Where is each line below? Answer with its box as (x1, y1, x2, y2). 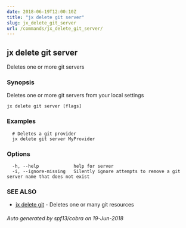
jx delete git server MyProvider (12, 135, 95, 142)
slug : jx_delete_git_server (7, 20, 77, 26)
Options (7, 150, 30, 158)
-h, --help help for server (12, 163, 114, 169)
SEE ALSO (7, 187, 37, 196)
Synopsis (7, 78, 35, 87)
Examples (7, 117, 36, 125)
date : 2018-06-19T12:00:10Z (7, 8, 77, 15)
